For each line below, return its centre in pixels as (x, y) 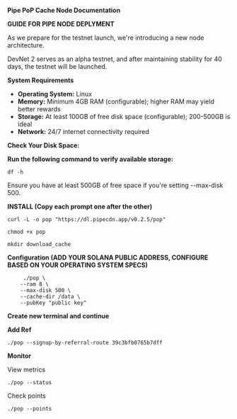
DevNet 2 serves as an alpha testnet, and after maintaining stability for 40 (115, 59)
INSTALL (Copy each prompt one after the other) (80, 206)
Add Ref (19, 330)
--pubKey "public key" (53, 303)
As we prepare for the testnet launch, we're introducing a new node (106, 38)
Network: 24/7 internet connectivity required (83, 132)
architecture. (26, 45)
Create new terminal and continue (58, 316)
